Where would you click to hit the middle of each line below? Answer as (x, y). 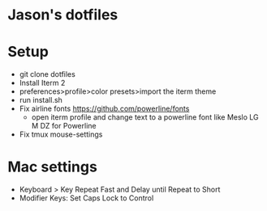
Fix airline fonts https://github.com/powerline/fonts (104, 109)
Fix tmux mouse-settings (61, 134)
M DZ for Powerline (64, 126)
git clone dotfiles (47, 74)
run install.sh (41, 100)
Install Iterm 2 (42, 83)
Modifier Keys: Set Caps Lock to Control (86, 198)
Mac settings (53, 167)
